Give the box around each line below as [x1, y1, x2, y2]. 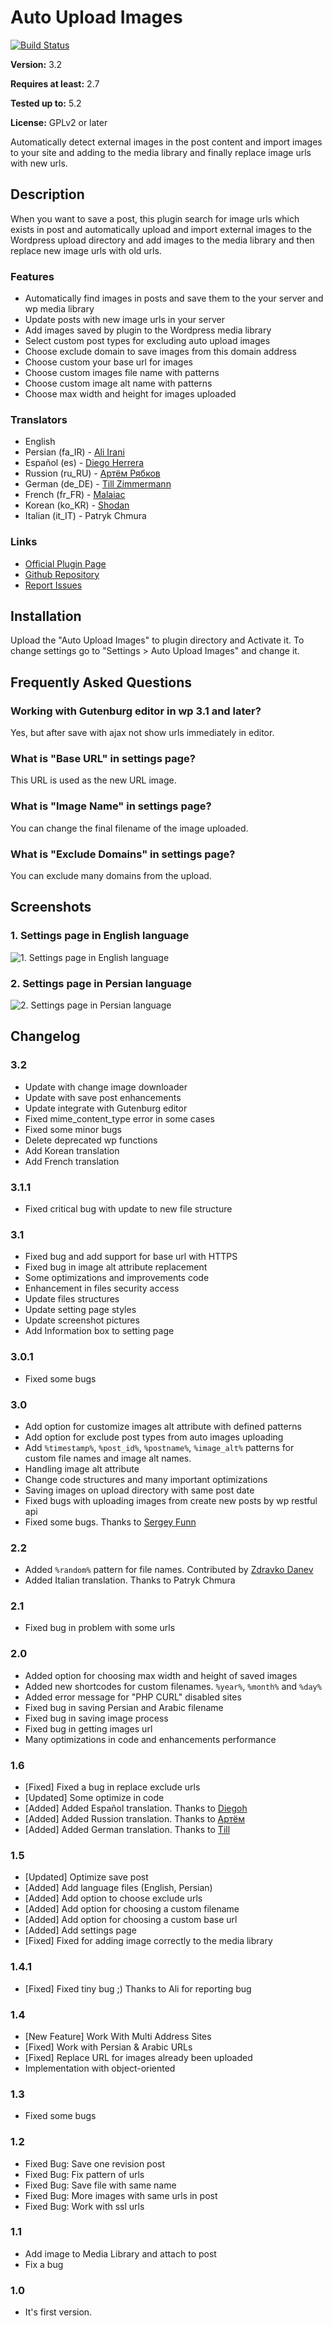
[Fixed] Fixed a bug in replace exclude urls [24, 1781, 201, 1793]
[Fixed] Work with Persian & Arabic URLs [24, 2041, 193, 2053]
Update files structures [24, 1293, 120, 1305]
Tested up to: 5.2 [10, 97, 82, 109]
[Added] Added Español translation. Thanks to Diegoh [24, 1802, 248, 1815]
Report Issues [24, 579, 83, 591]
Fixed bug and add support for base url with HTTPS [24, 1251, 238, 1263]
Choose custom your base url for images [24, 356, 193, 368]
